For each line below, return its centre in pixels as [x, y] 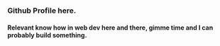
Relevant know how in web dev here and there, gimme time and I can [110, 28]
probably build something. [47, 35]
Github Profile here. [42, 11]
